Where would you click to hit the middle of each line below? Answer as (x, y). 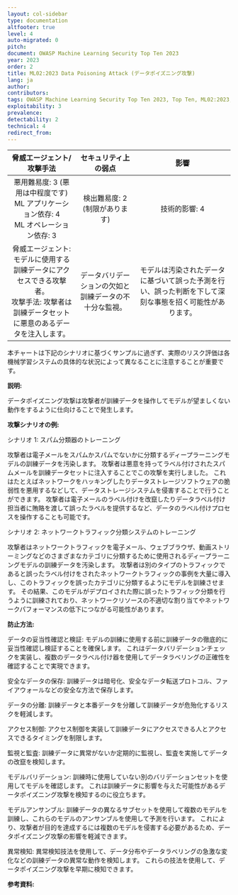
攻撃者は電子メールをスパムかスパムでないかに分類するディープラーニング (116, 455)
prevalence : (25, 113)
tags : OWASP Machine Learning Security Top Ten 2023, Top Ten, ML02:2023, (120, 100)
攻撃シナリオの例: (33, 425)
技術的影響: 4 (183, 209)
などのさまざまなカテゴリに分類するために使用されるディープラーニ (131, 556)
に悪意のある (35, 324)
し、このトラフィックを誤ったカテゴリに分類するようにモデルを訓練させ (113, 583)
